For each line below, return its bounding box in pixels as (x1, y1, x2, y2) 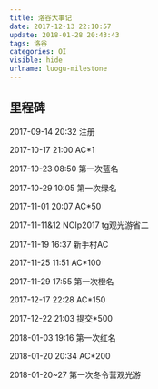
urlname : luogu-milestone (9, 65, 107, 74)
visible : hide (9, 56, 64, 65)
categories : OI (9, 47, 67, 56)
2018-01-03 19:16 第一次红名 (9, 332, 116, 343)
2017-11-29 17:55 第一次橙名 (9, 275, 114, 287)
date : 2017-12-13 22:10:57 (9, 22, 112, 31)
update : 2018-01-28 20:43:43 (9, 30, 120, 39)
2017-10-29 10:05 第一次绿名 (9, 182, 117, 193)
